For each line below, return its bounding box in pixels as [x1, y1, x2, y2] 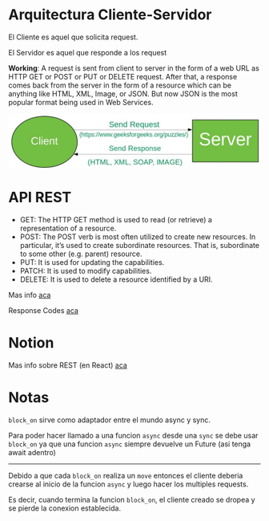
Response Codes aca [8, 305, 78, 315]
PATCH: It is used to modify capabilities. [19, 266, 152, 275]
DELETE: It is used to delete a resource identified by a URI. [19, 275, 214, 284]
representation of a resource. [19, 223, 117, 233]
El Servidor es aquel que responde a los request [8, 47, 167, 57]
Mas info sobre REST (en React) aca [8, 360, 128, 370]
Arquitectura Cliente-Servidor [8, 6, 212, 24]
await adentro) [8, 447, 56, 457]
